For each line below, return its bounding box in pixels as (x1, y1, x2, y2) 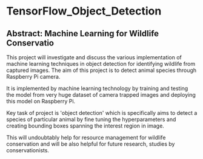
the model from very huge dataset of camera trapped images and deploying (6, 91, 196, 98)
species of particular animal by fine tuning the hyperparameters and (6, 116, 176, 123)
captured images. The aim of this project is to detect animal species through (6, 67, 197, 74)
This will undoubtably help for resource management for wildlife (6, 134, 166, 141)
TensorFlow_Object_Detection (6, 4, 162, 18)
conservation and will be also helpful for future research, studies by (6, 140, 175, 148)
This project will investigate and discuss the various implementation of (6, 54, 182, 61)
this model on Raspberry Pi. (6, 98, 76, 105)
